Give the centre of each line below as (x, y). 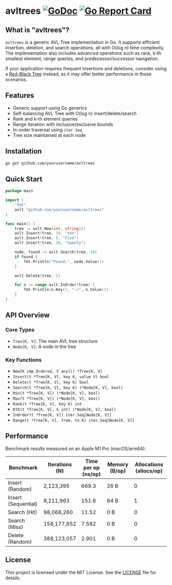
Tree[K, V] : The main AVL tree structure (55, 341)
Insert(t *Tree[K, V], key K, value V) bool (61, 377)
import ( (15, 200)
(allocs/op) (149, 471)
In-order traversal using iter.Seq (47, 130)
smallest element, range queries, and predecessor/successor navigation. (82, 59)
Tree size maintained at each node (49, 135)
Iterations (60, 464)
